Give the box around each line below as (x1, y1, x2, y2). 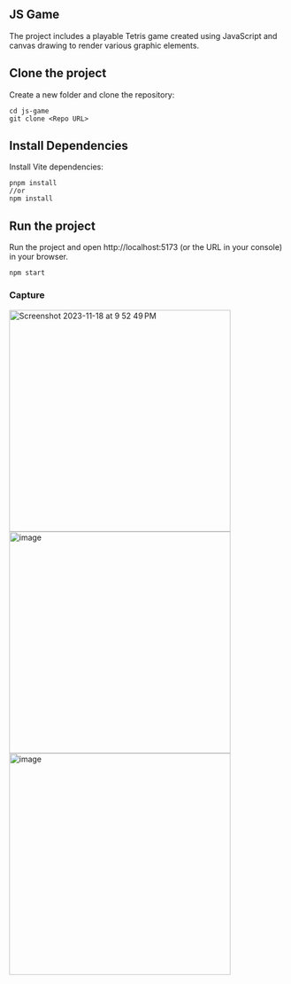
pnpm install (9, 179, 57, 188)
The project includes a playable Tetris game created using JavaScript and (9, 30, 278, 41)
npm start (9, 269, 46, 277)
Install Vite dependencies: (9, 161, 103, 172)
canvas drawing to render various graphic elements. (9, 40, 200, 51)
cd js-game (9, 106, 50, 115)
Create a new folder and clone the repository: (9, 89, 175, 100)
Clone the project (9, 66, 107, 81)
